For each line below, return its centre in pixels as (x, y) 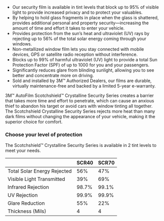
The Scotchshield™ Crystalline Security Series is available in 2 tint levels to (81, 145)
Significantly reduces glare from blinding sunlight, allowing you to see (83, 70)
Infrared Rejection (28, 187)
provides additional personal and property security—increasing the (81, 23)
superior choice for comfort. (34, 122)
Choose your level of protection (44, 134)
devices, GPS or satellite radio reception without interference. (75, 54)
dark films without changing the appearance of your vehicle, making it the (80, 116)
